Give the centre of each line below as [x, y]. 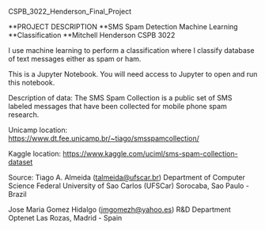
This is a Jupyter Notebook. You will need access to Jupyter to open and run [133, 74]
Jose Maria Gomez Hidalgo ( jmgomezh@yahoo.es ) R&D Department [119, 209]
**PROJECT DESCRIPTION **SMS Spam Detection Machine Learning [123, 26]
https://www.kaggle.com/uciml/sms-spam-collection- [151, 154]
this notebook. [32, 83]
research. [24, 115]
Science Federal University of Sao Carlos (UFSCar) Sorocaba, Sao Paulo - [129, 186]
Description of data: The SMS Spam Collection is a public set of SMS [120, 98]
